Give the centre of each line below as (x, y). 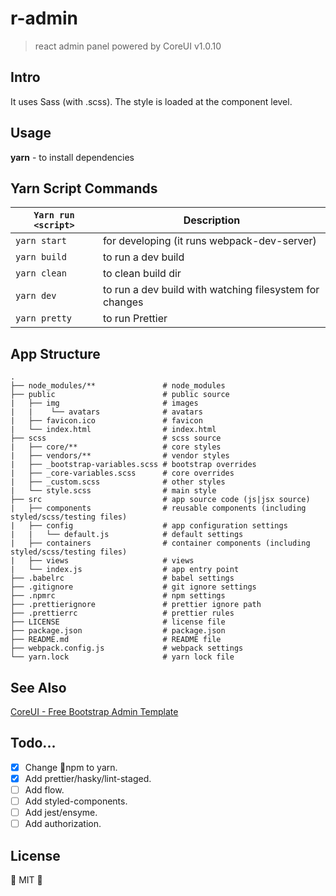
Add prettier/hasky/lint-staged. (88, 778)
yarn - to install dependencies (72, 157)
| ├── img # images (104, 403)
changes (123, 302)
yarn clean (41, 273)
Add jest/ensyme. (61, 813)
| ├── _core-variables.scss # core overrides (122, 473)
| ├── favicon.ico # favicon (106, 421)
